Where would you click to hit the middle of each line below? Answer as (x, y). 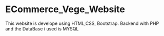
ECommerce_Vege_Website (65, 9)
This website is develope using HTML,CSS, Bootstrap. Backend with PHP (82, 23)
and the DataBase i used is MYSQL (42, 28)
